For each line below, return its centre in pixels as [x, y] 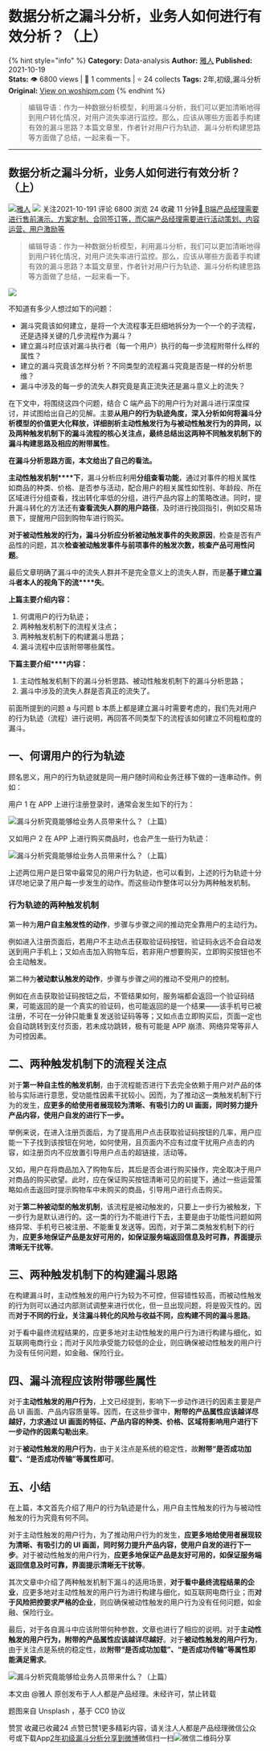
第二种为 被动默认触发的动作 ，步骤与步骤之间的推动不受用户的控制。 [121, 978]
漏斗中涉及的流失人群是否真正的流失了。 [87, 691]
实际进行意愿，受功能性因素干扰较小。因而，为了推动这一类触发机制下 [138, 1095]
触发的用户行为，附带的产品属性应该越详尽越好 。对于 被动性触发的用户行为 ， [135, 1640]
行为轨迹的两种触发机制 [53, 905]
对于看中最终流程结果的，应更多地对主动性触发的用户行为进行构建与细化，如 [135, 1332]
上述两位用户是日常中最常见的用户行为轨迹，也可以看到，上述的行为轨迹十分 [135, 872]
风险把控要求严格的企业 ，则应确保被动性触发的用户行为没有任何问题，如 [135, 1602]
